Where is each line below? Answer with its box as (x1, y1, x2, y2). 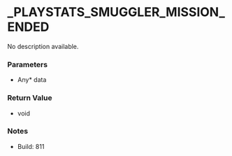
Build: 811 (17, 142, 45, 150)
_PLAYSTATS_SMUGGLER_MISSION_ (7, 4, 226, 20)
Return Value (7, 93, 52, 103)
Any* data (17, 76, 47, 84)
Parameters (7, 59, 48, 69)
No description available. (7, 42, 79, 50)
